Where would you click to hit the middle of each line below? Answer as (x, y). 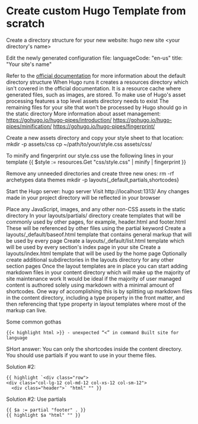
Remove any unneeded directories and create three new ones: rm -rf (90, 173)
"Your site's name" (29, 64)
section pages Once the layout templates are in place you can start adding (97, 266)
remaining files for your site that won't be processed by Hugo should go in (97, 107)
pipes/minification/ (29, 126)
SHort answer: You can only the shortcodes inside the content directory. (94, 348)
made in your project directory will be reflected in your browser (83, 197)
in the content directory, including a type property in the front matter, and (95, 297)
